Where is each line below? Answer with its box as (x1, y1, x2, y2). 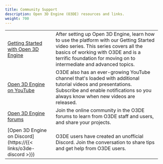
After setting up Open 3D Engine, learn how (55, 31, 155, 38)
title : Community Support (5, 7, 57, 12)
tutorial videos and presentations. (55, 81, 132, 88)
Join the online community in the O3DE (55, 107, 145, 114)
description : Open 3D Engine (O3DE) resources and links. (5, 12, 125, 16)
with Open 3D (7, 46, 39, 53)
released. (55, 99, 77, 106)
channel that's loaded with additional (55, 75, 140, 82)
